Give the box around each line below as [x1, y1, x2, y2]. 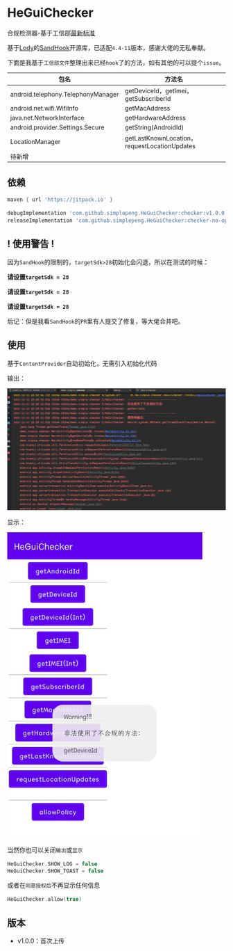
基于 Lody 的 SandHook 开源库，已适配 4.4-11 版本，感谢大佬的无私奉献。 [7, 43, 210, 51]
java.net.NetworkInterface [10, 113, 85, 122]
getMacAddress [124, 104, 171, 112]
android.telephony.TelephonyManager [10, 90, 119, 98]
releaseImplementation [7, 217, 73, 224]
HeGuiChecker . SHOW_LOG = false [7, 861, 98, 868]
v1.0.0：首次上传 [17, 936, 65, 945]
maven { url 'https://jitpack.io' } [7, 196, 113, 203]
